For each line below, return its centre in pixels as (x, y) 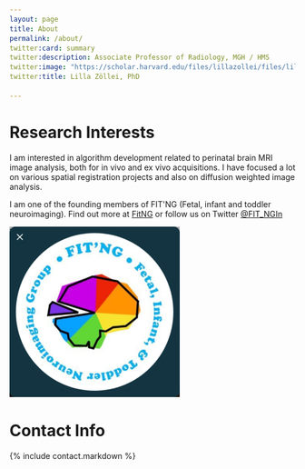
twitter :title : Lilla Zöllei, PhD (75, 77)
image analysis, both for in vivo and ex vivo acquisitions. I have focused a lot (152, 167)
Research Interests (82, 132)
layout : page (34, 19)
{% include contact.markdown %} (73, 455)
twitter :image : (38, 67)
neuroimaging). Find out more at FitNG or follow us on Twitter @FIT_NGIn (146, 214)
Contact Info (58, 430)
